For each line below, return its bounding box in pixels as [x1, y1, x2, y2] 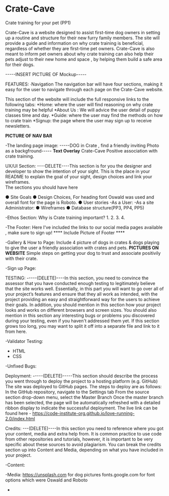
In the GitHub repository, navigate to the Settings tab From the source [5, 389, 149, 395]
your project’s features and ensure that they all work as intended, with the [5, 291, 158, 297]
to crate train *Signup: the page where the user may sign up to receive [5, 117, 152, 123]
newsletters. [5, 123, 31, 129]
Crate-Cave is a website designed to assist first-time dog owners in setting [5, 29, 160, 35]
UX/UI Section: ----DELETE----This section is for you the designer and [5, 163, 152, 169]
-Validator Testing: [5, 338, 44, 344]
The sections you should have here [5, 184, 78, 190]
